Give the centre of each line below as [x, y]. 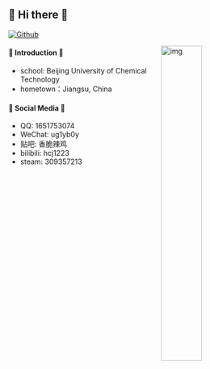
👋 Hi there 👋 [38, 15]
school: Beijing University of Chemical [83, 71]
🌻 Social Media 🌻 [37, 108]
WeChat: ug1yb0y [49, 135]
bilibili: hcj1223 [45, 153]
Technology [40, 80]
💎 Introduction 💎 [36, 52]
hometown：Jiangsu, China [66, 89]
